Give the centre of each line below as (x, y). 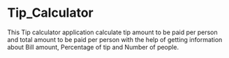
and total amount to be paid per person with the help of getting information (115, 39)
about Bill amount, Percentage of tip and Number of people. (93, 47)
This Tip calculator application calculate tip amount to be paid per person (112, 32)
